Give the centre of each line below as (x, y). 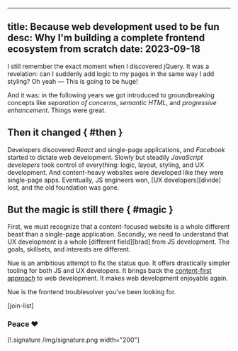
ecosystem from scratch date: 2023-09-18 (104, 49)
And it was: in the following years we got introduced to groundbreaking (111, 95)
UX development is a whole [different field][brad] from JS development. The (119, 242)
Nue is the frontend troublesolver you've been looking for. (92, 292)
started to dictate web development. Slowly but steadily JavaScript (105, 157)
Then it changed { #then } (65, 133)
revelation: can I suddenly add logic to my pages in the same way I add (111, 74)
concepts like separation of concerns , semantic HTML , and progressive (112, 102)
